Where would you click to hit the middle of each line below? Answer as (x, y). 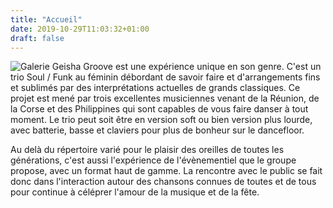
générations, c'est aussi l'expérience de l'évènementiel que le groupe (153, 160)
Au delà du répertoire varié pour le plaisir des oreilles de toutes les (147, 150)
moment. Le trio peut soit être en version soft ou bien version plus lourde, (161, 120)
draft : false (37, 38)
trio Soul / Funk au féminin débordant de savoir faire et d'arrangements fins (165, 77)
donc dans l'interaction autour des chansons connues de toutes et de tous (163, 182)
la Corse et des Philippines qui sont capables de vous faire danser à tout (159, 109)
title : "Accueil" (46, 19)
